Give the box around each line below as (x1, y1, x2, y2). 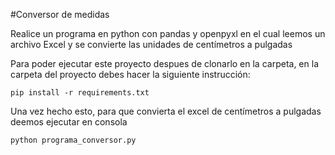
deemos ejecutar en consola (10, 116, 128, 128)
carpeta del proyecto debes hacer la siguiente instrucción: (10, 69, 251, 80)
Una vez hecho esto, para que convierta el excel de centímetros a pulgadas (10, 105, 322, 117)
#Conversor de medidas (10, 9, 110, 20)
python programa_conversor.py (10, 135, 137, 145)
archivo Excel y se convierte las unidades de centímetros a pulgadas (10, 39, 293, 50)
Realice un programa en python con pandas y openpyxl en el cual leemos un (10, 28, 326, 39)
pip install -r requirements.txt (10, 88, 150, 98)
